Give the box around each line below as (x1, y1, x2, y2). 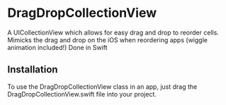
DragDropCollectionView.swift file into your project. (7, 89, 157, 98)
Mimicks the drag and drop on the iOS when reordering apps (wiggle (7, 35, 208, 44)
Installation (7, 63, 58, 75)
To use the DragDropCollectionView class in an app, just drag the (7, 82, 198, 91)
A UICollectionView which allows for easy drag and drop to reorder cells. (7, 28, 220, 37)
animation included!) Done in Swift (7, 43, 108, 51)
